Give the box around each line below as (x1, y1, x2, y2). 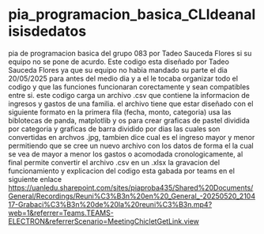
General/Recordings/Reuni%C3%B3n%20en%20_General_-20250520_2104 (8, 191, 255, 201)
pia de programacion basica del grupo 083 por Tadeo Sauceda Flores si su (8, 48, 252, 58)
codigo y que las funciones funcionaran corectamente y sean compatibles (8, 81, 251, 92)
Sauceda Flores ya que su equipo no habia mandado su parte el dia (8, 65, 228, 74)
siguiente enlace (8, 174, 62, 183)
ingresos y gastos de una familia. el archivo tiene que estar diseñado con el (8, 99, 254, 108)
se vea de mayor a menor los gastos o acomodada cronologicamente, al (8, 149, 243, 159)
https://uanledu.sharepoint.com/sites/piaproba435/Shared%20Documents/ (8, 183, 254, 192)
